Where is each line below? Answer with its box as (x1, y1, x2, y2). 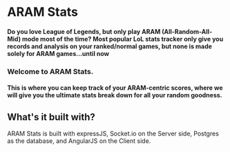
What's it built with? (7, 111, 95, 123)
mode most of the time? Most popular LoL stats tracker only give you (21, 35, 224, 43)
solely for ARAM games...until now (7, 49, 110, 57)
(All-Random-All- (161, 27, 213, 35)
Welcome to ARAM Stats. (7, 66, 94, 76)
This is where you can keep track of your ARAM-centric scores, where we (7, 84, 223, 92)
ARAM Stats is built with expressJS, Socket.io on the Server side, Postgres (7, 129, 220, 138)
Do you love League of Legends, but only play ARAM (7, 27, 161, 35)
